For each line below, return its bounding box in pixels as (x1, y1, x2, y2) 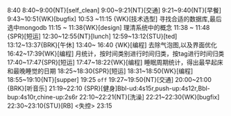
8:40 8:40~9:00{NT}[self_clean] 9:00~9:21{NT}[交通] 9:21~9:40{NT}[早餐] (7, 6, 222, 14)
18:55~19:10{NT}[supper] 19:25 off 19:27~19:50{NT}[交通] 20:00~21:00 (7, 76, 212, 83)
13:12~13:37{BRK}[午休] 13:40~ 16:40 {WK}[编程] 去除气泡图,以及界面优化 (7, 41, 217, 49)
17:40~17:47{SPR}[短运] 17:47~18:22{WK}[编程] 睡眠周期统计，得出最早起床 (7, 58, 223, 66)
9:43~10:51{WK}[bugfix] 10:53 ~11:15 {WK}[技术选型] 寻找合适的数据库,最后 (7, 15, 222, 23)
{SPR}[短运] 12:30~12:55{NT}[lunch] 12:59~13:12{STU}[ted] (7, 32, 178, 40)
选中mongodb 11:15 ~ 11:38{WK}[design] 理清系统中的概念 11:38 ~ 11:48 (7, 24, 210, 31)
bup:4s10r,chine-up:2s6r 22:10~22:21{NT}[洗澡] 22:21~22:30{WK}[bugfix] (7, 93, 220, 101)
